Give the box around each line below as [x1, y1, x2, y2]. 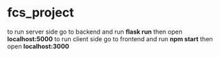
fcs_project [7, 5, 74, 21]
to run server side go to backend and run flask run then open [7, 27, 183, 36]
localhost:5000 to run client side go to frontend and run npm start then [7, 34, 213, 43]
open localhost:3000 [7, 42, 69, 50]
